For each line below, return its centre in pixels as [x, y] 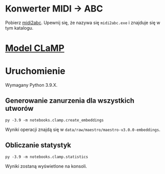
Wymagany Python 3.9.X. [31, 85]
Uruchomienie [35, 71]
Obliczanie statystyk [38, 145]
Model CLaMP [35, 48]
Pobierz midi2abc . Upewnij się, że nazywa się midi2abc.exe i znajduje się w [83, 23]
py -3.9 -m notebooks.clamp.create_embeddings [54, 120]
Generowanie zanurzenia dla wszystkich [70, 101]
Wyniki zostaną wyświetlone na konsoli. [46, 166]
